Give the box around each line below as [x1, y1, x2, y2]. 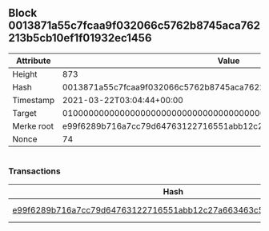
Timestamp [12, 94, 55, 106]
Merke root [12, 120, 54, 131]
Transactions [8, 165, 62, 177]
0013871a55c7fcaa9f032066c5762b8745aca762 [8, 19, 261, 33]
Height [12, 68, 38, 79]
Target [12, 107, 38, 118]
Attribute [15, 55, 51, 66]
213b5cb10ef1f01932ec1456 [8, 31, 152, 45]
